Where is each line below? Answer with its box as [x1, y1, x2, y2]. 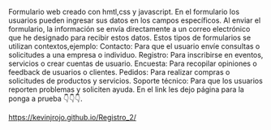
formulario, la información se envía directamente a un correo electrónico [8, 24, 251, 33]
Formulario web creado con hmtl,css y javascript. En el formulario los [8, 7, 240, 16]
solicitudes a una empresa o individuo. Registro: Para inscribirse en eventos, [8, 50, 264, 59]
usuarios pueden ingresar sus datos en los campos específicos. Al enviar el [8, 15, 261, 25]
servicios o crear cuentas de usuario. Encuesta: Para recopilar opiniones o [8, 58, 257, 68]
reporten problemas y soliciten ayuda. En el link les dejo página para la [8, 84, 245, 94]
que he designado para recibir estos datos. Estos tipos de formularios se [8, 32, 252, 42]
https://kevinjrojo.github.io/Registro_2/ [8, 113, 136, 122]
